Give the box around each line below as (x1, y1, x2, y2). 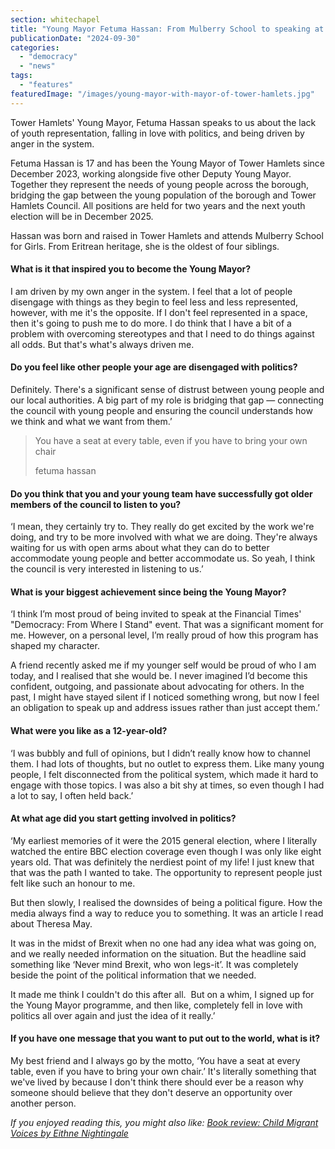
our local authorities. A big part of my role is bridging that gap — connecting (10, 394, 325, 406)
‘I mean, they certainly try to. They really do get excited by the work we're (10, 521, 315, 533)
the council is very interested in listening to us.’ (10, 563, 204, 575)
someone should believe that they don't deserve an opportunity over (10, 1087, 293, 1099)
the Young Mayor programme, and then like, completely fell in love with (10, 999, 303, 1011)
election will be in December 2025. (10, 210, 154, 222)
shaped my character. (10, 640, 100, 652)
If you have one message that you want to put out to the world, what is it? (10, 1032, 321, 1045)
